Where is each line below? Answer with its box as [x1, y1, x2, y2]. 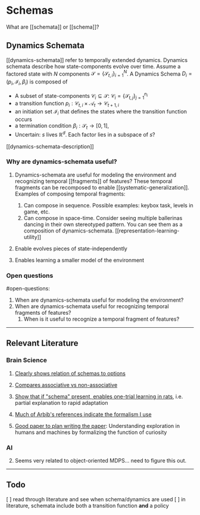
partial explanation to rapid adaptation [14, 399, 108, 406]
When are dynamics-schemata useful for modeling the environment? [14, 296, 184, 304]
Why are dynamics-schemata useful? [6, 157, 117, 166]
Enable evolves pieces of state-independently [14, 245, 128, 252]
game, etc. [23, 208, 51, 215]
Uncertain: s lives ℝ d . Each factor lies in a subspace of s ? [14, 129, 156, 138]
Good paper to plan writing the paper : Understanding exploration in [14, 422, 180, 429]
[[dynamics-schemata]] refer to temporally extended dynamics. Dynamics [6, 56, 188, 63]
